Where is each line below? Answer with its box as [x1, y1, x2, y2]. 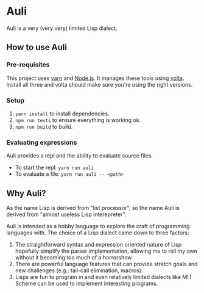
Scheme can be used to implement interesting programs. [15, 280, 158, 288]
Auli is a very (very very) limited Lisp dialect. [6, 24, 118, 32]
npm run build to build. [15, 123, 73, 130]
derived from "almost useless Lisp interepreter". [6, 211, 127, 218]
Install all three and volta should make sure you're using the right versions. [6, 81, 193, 88]
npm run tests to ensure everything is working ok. [15, 116, 141, 123]
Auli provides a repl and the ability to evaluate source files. [6, 152, 153, 159]
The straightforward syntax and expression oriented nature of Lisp [15, 241, 182, 248]
